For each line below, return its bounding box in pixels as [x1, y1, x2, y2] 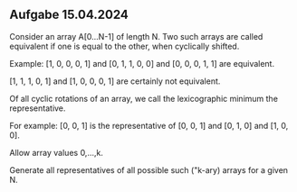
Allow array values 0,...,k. [9, 147, 104, 158]
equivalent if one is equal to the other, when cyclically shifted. [9, 41, 240, 51]
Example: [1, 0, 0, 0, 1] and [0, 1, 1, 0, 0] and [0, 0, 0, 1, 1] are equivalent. [9, 58, 274, 69]
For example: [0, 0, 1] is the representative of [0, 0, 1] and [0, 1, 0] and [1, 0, [9, 120, 289, 131]
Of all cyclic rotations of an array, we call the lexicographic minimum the [9, 93, 279, 104]
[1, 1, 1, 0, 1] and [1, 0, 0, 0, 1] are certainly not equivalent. [9, 76, 221, 87]
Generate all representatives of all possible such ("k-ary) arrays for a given [9, 164, 288, 175]
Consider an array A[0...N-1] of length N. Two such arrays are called [9, 31, 263, 41]
